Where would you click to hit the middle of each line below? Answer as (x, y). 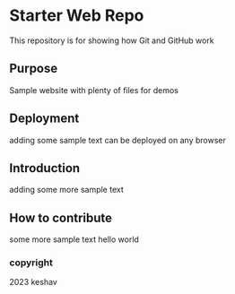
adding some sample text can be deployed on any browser (117, 140)
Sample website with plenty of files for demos (94, 90)
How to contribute (61, 217)
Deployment (44, 119)
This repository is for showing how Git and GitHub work (112, 40)
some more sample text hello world (74, 239)
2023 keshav (34, 282)
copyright (31, 263)
